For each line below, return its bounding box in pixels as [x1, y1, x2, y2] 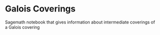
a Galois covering [5, 24, 40, 30]
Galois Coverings [5, 3, 76, 14]
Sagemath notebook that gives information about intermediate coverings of [5, 19, 155, 25]
